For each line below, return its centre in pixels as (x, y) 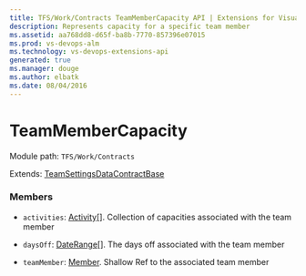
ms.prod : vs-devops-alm (55, 43)
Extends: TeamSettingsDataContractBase (87, 173)
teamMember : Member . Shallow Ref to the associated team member (146, 261)
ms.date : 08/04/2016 (49, 86)
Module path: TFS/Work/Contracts (72, 156)
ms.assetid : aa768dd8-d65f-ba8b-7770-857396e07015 (107, 35)
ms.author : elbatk (44, 77)
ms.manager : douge (44, 69)
